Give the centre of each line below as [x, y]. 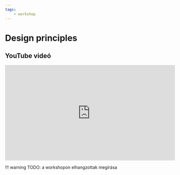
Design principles [41, 38]
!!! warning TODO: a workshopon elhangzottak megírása [61, 167]
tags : [10, 9]
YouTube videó [28, 56]
